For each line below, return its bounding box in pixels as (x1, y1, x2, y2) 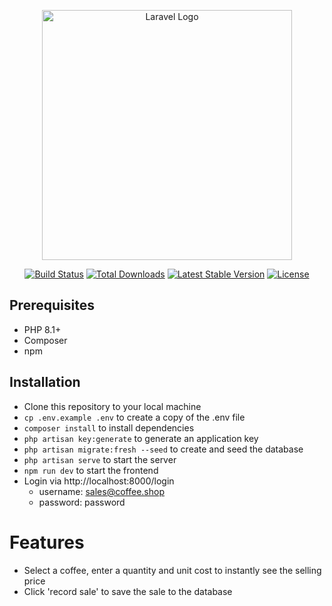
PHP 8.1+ (23, 323, 62, 335)
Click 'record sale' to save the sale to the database (23, 585, 233, 597)
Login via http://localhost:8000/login (23, 475, 175, 487)
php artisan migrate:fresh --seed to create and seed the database (23, 443, 304, 455)
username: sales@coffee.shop (38, 485, 165, 497)
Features (9, 531, 85, 554)
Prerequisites (9, 297, 95, 314)
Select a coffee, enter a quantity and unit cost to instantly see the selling (23, 564, 322, 576)
